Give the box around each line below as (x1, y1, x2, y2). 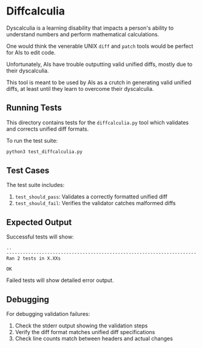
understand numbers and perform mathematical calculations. (6, 30, 160, 38)
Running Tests (6, 103, 62, 113)
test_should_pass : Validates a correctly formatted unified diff (15, 193, 168, 200)
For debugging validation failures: (6, 310, 90, 318)
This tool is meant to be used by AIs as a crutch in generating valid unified (6, 79, 192, 86)
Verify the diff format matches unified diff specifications (15, 329, 156, 336)
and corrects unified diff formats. (6, 125, 89, 133)
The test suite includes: (6, 182, 65, 189)
